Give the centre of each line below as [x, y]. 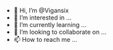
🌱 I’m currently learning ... [50, 25]
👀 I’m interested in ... [42, 18]
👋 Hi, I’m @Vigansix [41, 10]
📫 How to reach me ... [45, 40]
